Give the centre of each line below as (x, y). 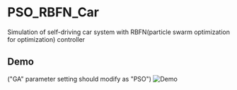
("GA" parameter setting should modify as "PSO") (80, 79)
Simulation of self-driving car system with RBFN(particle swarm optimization (118, 32)
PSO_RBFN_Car (53, 12)
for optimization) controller (46, 39)
